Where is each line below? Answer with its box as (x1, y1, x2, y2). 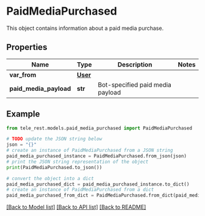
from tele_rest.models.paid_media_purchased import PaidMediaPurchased (6, 125, 192, 131)
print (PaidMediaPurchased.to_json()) (6, 164, 103, 170)
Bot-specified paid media (97, 81, 172, 89)
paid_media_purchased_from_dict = (6, 192, 95, 199)
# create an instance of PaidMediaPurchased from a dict (6, 187, 154, 193)
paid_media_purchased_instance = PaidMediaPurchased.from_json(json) (6, 153, 187, 159)
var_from (9, 70, 37, 79)
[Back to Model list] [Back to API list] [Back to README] (6, 203, 146, 211)
